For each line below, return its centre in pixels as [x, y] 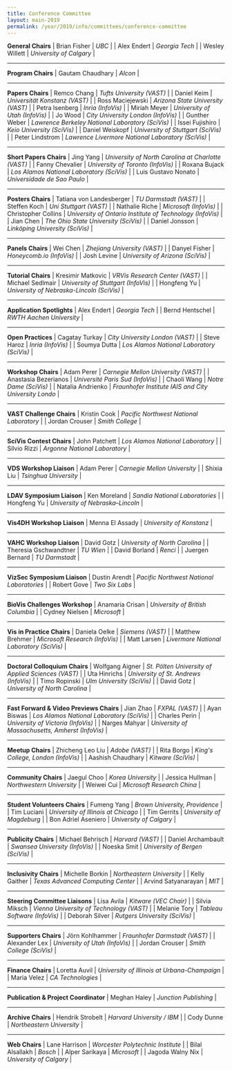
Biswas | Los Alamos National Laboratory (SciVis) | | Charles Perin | [104, 716]
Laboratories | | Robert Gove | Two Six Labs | [71, 584]
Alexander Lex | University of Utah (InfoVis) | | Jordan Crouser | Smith [106, 943]
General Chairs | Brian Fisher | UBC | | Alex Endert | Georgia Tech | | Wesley [116, 46]
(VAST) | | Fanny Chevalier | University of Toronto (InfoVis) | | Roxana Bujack [116, 165]
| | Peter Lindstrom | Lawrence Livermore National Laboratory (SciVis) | [109, 137]
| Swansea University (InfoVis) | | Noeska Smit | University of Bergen [105, 847]
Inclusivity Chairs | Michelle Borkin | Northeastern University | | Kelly [106, 874]
